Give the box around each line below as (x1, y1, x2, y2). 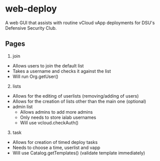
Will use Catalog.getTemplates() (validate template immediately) (12, 149, 145, 156)
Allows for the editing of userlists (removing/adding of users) (12, 93, 139, 99)
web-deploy (5, 3, 57, 15)
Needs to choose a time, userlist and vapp (12, 144, 101, 150)
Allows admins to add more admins (20, 109, 93, 115)
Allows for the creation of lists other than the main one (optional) (12, 98, 146, 104)
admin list (12, 104, 33, 110)
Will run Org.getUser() (12, 73, 59, 79)
